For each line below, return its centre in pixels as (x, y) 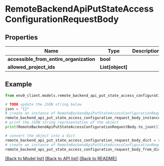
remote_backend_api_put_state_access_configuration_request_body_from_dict (84, 149)
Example (19, 84)
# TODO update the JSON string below (43, 104)
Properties (21, 37)
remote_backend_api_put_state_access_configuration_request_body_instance (83, 118)
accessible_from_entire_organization (51, 59)
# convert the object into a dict (40, 136)
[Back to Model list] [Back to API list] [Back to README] (61, 159)
